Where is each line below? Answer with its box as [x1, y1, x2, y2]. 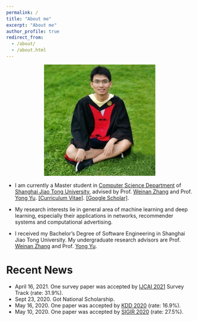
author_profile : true [6, 28, 60, 34]
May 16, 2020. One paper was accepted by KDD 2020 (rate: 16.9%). [14, 301, 181, 309]
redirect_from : [6, 34, 44, 41]
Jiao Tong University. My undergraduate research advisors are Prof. [14, 236, 181, 243]
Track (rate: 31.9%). [14, 289, 63, 296]
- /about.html [11, 47, 46, 53]
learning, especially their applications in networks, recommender [14, 212, 174, 219]
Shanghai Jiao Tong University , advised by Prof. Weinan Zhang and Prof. [14, 187, 192, 195]
